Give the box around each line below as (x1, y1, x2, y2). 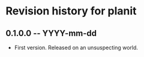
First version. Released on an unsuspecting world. (14, 44, 139, 51)
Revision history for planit (5, 4, 137, 18)
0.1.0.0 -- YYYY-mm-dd (5, 28, 97, 38)
